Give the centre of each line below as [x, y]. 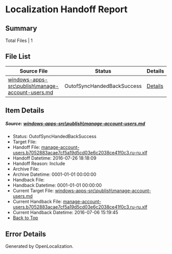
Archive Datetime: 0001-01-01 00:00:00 [54, 174]
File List [18, 56]
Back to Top [25, 218]
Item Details [25, 111]
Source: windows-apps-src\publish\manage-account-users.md [75, 123]
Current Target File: [33, 191]
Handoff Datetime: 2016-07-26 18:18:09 [55, 158]
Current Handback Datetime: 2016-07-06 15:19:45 [66, 213]
